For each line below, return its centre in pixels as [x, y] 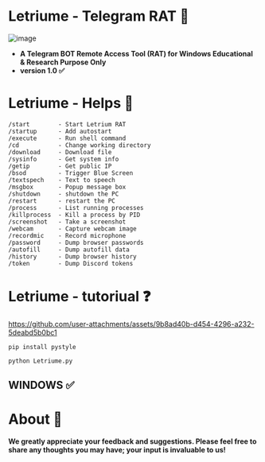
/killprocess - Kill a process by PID [74, 215]
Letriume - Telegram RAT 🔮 [99, 16]
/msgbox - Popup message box [67, 187]
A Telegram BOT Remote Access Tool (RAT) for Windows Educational [136, 53]
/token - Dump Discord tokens [71, 263]
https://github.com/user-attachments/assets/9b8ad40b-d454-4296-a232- [131, 324]
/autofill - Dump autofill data [69, 250]
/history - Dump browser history [72, 256]
